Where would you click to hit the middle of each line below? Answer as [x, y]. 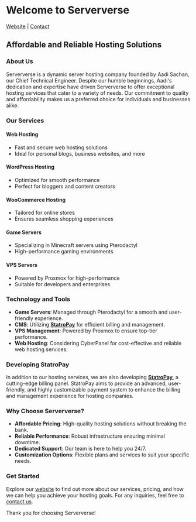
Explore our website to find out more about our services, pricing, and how [95, 489]
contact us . [20, 502]
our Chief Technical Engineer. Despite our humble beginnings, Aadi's [89, 80]
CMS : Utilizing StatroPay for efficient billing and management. [90, 324]
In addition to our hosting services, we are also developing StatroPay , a [92, 377]
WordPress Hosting [30, 167]
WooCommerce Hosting [36, 200]
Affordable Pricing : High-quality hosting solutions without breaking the [100, 424]
